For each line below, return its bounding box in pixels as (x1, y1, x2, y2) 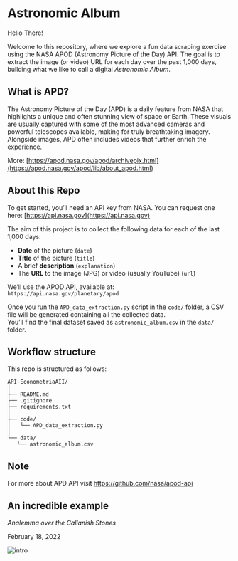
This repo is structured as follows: (7, 365, 107, 373)
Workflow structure (7, 345, 96, 357)
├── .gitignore (7, 397, 53, 404)
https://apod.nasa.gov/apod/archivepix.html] (28, 156, 159, 164)
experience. (7, 142, 43, 151)
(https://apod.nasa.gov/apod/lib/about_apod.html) (7, 164, 154, 172)
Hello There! (7, 28, 44, 37)
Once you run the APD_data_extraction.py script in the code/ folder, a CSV (7, 303, 225, 311)
